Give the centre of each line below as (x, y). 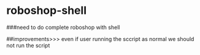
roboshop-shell (47, 11)
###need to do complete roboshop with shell (63, 27)
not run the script (28, 45)
